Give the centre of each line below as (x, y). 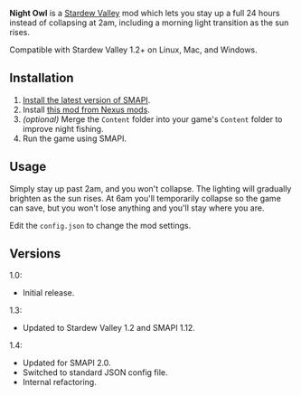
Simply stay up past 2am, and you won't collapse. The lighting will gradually (150, 188)
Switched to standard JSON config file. (95, 372)
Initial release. (48, 293)
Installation (42, 78)
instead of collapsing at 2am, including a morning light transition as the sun (149, 23)
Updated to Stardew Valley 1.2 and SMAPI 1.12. (109, 328)
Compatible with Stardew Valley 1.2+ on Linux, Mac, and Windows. (133, 50)
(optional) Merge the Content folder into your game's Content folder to (152, 119)
